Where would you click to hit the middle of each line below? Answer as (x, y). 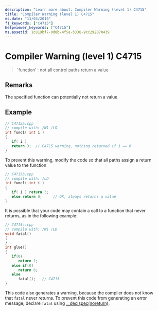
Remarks (19, 85)
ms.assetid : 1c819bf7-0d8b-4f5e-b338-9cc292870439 (57, 32)
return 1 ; (28, 261)
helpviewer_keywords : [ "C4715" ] (38, 28)
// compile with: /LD (27, 178)
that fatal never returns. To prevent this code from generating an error (76, 298)
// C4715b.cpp (19, 174)
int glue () (16, 247)
